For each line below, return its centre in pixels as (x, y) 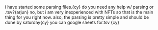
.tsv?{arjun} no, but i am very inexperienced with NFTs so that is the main (79, 12)
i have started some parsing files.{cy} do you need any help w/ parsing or (79, 7)
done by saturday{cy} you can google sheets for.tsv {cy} (62, 22)
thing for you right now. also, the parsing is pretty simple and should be (77, 17)
